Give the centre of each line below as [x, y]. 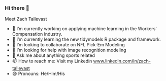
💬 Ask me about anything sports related [53, 55]
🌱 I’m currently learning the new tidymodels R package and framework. [86, 39]
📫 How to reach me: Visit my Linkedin [52, 61]
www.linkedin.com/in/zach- [122, 61]
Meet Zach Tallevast [26, 19]
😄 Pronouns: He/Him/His [39, 74]
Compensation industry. [37, 34]
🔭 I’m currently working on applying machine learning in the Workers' [84, 29]
